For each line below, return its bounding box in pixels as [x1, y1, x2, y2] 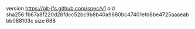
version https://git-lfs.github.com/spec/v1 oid [6, 5, 115, 12]
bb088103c [6, 17, 34, 24]
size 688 [35, 17, 56, 24]
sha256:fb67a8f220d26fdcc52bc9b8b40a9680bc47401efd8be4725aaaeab [6, 11, 189, 18]
